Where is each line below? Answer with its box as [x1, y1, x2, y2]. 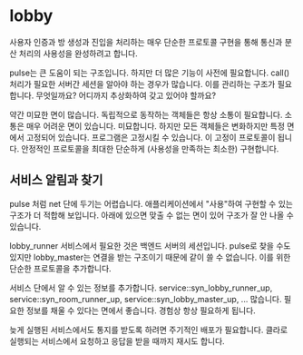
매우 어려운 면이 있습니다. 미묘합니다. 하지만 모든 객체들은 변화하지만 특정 [25, 120, 286, 132]
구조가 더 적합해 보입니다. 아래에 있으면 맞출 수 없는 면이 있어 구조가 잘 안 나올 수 [9, 210, 295, 221]
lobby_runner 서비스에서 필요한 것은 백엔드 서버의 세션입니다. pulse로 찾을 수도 [9, 240, 291, 251]
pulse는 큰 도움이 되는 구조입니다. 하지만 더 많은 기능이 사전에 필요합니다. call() [9, 67, 290, 78]
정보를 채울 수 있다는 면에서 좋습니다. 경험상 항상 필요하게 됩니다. [25, 305, 256, 316]
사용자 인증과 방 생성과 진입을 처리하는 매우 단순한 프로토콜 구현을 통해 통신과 [9, 36, 283, 47]
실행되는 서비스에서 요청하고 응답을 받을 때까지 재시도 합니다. [9, 335, 225, 346]
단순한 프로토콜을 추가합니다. [9, 262, 112, 273]
